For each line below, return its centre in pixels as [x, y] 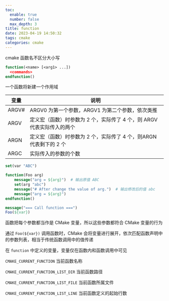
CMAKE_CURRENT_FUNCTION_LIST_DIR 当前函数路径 [54, 272]
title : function [22, 29]
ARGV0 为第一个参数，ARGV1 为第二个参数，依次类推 [94, 110]
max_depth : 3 [23, 24]
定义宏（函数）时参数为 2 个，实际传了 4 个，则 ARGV [94, 120]
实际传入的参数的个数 [55, 154]
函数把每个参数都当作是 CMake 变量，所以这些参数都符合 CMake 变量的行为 [84, 223]
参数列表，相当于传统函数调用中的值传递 [51, 239]
